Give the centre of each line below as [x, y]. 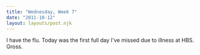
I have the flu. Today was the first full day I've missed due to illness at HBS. [100, 40]
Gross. [15, 47]
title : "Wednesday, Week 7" [42, 12]
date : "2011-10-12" [31, 18]
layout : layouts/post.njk [39, 23]
